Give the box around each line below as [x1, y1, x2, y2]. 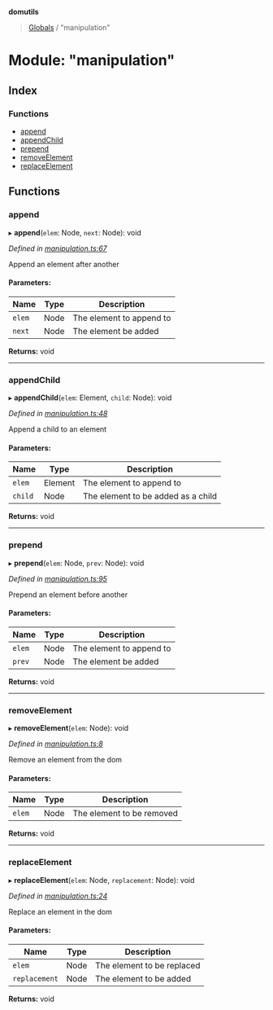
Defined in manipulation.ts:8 [8, 739, 103, 749]
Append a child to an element [8, 424, 107, 434]
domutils [8, 7, 39, 16]
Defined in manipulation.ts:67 [8, 244, 107, 253]
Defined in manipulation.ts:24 [8, 891, 108, 901]
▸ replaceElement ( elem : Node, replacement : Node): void [8, 875, 195, 885]
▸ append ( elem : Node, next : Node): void [8, 227, 142, 237]
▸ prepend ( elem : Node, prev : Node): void [8, 558, 145, 568]
